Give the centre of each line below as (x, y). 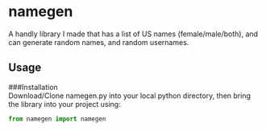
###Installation (33, 87)
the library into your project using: (64, 104)
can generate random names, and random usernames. (99, 42)
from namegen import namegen (57, 119)
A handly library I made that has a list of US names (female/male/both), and (133, 34)
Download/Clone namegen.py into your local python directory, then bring (130, 96)
